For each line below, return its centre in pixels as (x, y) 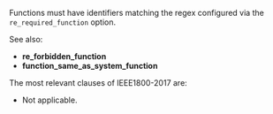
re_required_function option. (63, 22)
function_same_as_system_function (90, 66)
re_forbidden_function (64, 56)
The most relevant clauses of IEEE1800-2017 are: (98, 83)
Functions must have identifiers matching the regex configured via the (137, 13)
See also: (26, 39)
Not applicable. (49, 100)
